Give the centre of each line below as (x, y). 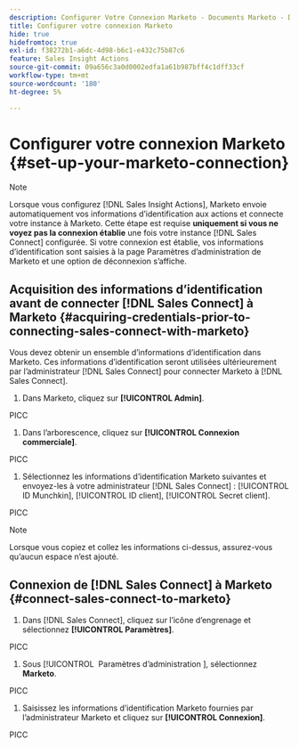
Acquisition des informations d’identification (136, 289)
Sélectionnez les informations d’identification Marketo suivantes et (144, 476)
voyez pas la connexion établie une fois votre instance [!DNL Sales (133, 233)
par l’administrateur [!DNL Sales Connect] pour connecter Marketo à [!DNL (146, 371)
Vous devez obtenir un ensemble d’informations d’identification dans (135, 353)
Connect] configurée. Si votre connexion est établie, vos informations (137, 242)
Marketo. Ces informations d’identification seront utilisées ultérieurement (143, 362)
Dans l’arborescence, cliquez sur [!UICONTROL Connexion (131, 433)
